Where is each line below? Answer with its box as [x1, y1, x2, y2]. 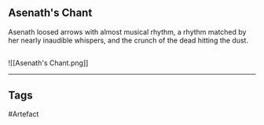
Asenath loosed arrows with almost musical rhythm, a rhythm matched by [8, 27, 247, 36]
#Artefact [8, 109, 39, 119]
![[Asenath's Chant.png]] [8, 58, 89, 68]
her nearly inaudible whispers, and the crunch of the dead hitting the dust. [8, 35, 249, 45]
